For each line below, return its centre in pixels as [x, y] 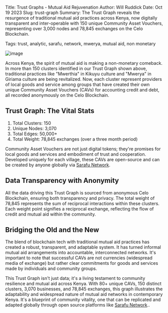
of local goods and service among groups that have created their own [77, 84]
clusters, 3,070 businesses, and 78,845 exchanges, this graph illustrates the [84, 289]
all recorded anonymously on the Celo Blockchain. [57, 95]
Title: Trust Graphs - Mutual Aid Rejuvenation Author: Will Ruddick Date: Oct [84, 7]
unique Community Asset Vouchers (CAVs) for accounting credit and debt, [82, 90]
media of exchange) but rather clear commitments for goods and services [82, 263]
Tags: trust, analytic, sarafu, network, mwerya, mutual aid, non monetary [80, 44]
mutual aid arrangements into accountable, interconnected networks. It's [81, 253]
